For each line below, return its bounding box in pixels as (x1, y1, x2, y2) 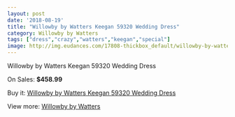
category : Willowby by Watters (7, 29, 99, 37)
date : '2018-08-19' (7, 17, 64, 24)
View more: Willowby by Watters (7, 102, 101, 110)
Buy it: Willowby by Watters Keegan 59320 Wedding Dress (7, 88, 176, 97)
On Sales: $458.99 (7, 75, 63, 84)
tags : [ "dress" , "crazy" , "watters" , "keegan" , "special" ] (7, 36, 171, 43)
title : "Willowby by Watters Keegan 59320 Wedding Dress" (7, 23, 180, 30)
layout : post (7, 10, 45, 17)
